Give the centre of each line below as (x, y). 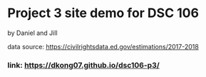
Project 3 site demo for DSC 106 (103, 13)
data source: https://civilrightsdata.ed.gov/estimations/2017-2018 (103, 46)
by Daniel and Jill (33, 33)
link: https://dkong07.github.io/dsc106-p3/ (84, 65)
